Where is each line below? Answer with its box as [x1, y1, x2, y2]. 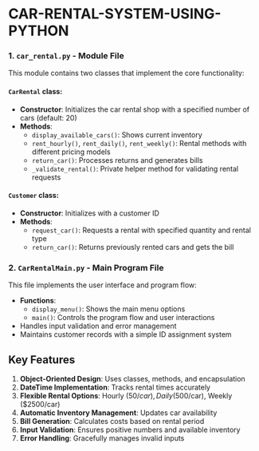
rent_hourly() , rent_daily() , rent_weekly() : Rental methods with [31, 138, 247, 148]
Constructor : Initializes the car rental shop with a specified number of [19, 105, 249, 114]
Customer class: [8, 191, 60, 200]
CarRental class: [8, 87, 63, 97]
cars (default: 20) [19, 113, 77, 122]
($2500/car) [19, 400, 61, 409]
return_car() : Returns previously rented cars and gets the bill [31, 242, 234, 251]
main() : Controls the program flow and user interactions [31, 313, 215, 322]
